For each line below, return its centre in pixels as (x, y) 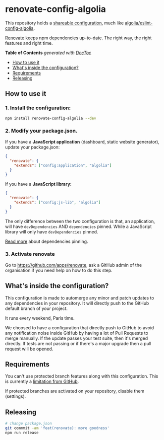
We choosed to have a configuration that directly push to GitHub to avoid (80, 328)
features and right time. (29, 43)
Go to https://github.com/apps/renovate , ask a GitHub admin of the (74, 265)
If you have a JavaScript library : (38, 184)
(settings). (16, 396)
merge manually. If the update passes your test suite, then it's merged (77, 338)
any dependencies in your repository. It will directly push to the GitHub (77, 303)
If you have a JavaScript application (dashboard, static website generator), (82, 142)
